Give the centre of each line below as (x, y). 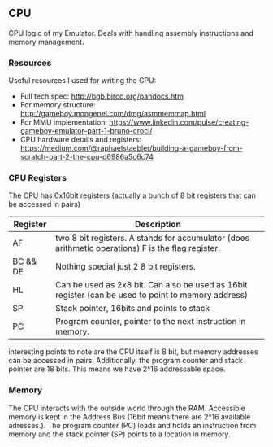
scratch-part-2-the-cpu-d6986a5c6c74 (87, 157)
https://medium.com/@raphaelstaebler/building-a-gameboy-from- (131, 148)
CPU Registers (38, 178)
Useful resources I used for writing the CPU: (82, 81)
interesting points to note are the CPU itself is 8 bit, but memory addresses (133, 352)
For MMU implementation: (64, 122)
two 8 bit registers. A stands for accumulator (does (153, 238)
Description (158, 225)
